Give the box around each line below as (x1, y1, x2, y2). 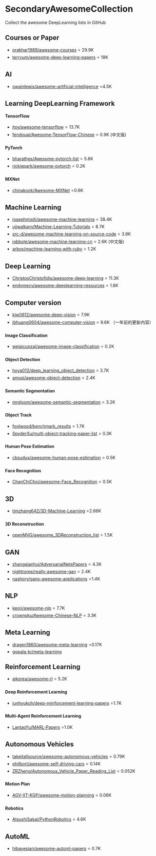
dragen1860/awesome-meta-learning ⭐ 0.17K (12, 642, 102, 647)
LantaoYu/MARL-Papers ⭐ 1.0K (12, 724, 73, 730)
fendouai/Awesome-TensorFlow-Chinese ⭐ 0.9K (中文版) (12, 132, 127, 137)
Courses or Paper (5, 34, 59, 42)
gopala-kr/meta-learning (12, 648, 62, 654)
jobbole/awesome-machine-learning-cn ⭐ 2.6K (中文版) (12, 239, 124, 245)
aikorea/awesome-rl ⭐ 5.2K (12, 676, 67, 682)
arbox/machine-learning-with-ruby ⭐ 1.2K (12, 246, 97, 252)
